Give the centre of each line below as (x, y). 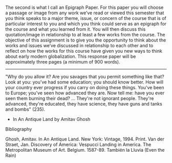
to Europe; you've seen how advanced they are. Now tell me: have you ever (85, 93)
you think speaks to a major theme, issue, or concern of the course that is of (86, 18)
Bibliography (19, 129)
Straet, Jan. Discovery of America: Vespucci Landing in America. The (78, 145)
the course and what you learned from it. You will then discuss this (76, 29)
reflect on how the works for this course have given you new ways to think (84, 51)
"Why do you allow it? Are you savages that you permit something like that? (85, 77)
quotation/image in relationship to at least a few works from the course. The (85, 35)
